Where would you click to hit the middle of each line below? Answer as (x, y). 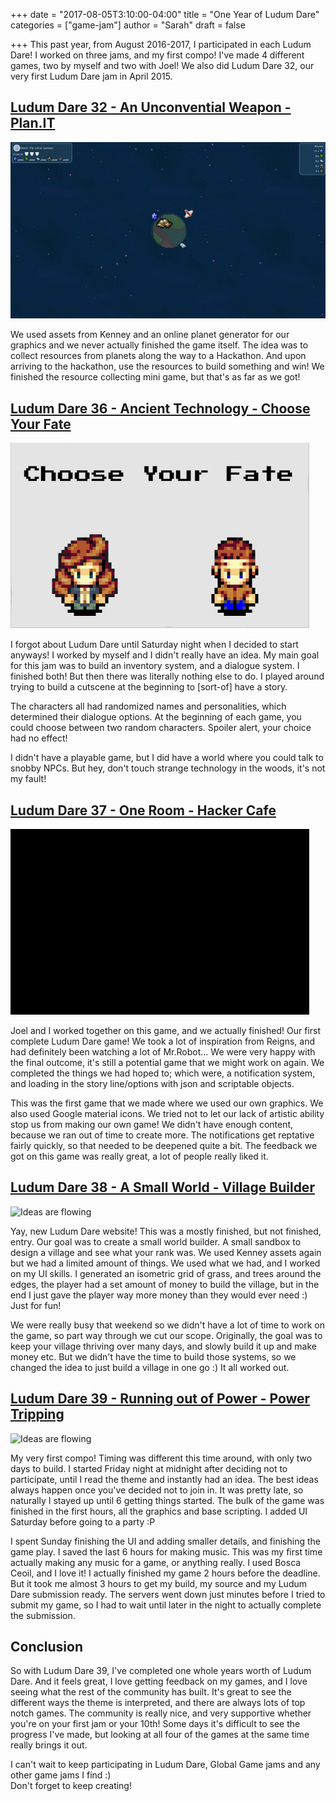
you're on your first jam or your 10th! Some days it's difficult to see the (155, 1724)
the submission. (43, 1615)
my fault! (28, 779)
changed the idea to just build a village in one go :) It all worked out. (150, 1367)
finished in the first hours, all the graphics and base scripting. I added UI (159, 1511)
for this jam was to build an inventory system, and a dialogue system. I (155, 666)
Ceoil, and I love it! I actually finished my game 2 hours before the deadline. (165, 1573)
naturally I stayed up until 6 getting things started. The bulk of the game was (167, 1500)
